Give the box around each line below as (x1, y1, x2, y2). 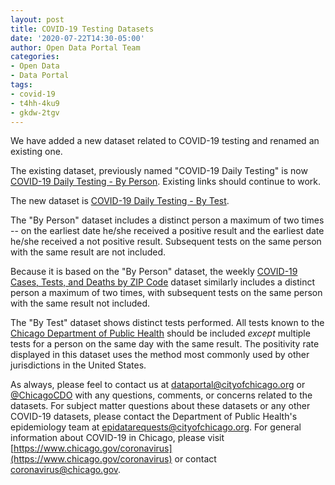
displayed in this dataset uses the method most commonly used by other (10, 349, 310, 361)
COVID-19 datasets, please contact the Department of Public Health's (10, 411, 298, 423)
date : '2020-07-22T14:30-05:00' (10, 33, 145, 43)
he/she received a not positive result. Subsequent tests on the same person (10, 236, 322, 248)
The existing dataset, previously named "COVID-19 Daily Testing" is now (10, 165, 308, 177)
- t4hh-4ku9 (10, 98, 60, 108)
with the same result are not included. (10, 246, 167, 258)
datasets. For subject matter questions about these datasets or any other (10, 400, 311, 412)
